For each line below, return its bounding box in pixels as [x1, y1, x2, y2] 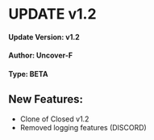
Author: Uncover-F [8, 50, 73, 61]
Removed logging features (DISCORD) [19, 122, 147, 132]
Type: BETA [8, 69, 48, 78]
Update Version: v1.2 [8, 32, 81, 41]
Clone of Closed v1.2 [19, 114, 89, 124]
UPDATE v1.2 [8, 5, 97, 23]
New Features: [8, 92, 83, 106]
